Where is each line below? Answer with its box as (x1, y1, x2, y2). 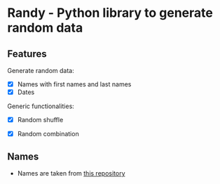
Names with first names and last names (17, 80, 132, 88)
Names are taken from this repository (17, 169, 125, 178)
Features (7, 48, 47, 60)
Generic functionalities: (7, 102, 75, 110)
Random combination (17, 130, 79, 138)
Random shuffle (17, 116, 64, 124)
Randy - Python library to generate (7, 5, 214, 21)
